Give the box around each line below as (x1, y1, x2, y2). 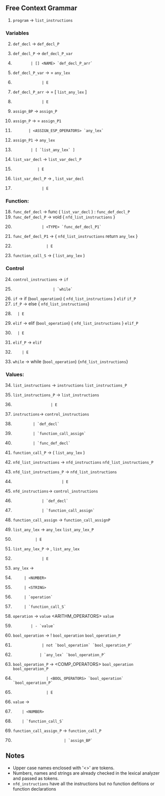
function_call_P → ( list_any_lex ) (12, 449, 85, 455)
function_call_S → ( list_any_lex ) (12, 253, 85, 259)
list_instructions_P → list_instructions (12, 392, 99, 398)
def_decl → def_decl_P (12, 41, 60, 47)
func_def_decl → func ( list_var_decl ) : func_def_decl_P (12, 209, 130, 215)
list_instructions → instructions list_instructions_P (12, 382, 127, 388)
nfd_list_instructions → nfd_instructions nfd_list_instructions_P (12, 459, 154, 465)
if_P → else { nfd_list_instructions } (12, 300, 89, 307)
